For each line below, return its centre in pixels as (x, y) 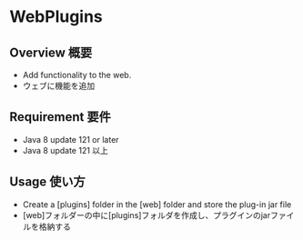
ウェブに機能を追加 (59, 85)
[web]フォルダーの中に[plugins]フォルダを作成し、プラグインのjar (146, 215)
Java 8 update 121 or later (71, 139)
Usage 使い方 (48, 182)
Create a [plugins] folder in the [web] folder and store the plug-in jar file (157, 204)
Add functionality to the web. (77, 75)
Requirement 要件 (61, 117)
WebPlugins (56, 17)
